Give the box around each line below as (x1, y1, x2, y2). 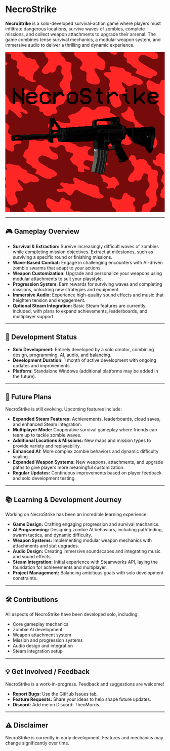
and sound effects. (12, 554, 52, 560)
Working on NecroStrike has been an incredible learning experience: (5, 511, 148, 518)
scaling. (12, 454, 29, 460)
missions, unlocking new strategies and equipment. (12, 286, 120, 292)
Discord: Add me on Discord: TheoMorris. (12, 701, 101, 707)
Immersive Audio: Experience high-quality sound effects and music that (12, 292, 164, 298)
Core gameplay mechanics (12, 621, 69, 627)
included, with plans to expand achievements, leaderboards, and (12, 308, 148, 314)
